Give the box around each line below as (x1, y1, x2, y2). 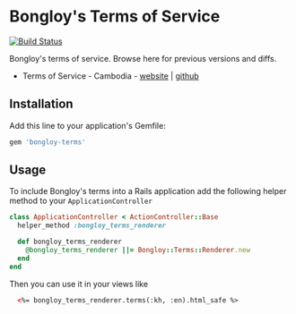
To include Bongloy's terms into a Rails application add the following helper (9, 186, 287, 197)
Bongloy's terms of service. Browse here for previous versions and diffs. (9, 53, 277, 64)
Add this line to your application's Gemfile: (9, 120, 166, 131)
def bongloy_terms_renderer (17, 237, 123, 247)
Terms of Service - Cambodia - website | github (22, 70, 199, 81)
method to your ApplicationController (9, 195, 152, 207)
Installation (9, 97, 74, 112)
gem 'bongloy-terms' (9, 137, 87, 147)
